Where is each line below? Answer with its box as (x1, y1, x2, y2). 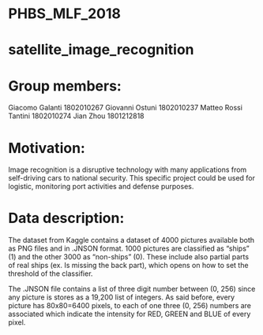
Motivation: (8, 139, 85, 157)
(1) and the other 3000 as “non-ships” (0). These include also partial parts (8, 252, 250, 262)
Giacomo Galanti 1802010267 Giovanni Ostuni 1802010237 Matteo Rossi (8, 103, 243, 113)
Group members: (8, 76, 122, 95)
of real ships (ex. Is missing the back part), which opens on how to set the (8, 261, 249, 270)
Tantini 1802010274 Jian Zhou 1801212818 (8, 111, 145, 121)
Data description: (8, 210, 125, 227)
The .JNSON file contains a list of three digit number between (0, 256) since (8, 285, 256, 294)
